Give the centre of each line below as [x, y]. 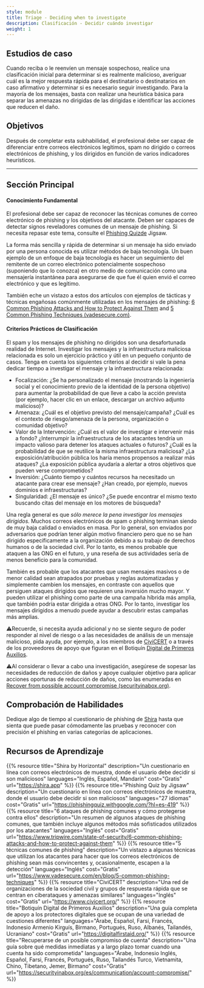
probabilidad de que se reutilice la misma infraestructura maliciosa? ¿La [105, 451]
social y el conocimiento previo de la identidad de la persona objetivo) [103, 386]
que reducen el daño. [33, 107]
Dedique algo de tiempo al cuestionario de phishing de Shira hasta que [95, 719]
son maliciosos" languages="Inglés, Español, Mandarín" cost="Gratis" [94, 779]
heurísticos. [21, 160]
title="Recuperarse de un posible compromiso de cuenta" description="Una [101, 941]
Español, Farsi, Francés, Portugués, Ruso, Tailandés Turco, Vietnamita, [95, 960]
